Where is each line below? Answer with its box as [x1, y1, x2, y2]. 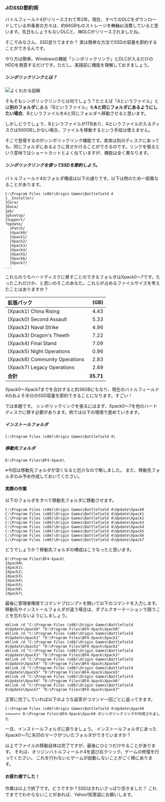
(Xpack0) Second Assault [7, 316, 67, 323]
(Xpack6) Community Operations [7, 356, 85, 363]
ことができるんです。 [5, 45, 48, 51]
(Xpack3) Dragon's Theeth [7, 332, 70, 339]
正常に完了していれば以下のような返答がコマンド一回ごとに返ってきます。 [5, 697, 156, 702]
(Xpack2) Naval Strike [7, 324, 59, 331]
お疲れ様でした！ [5, 773, 40, 779]
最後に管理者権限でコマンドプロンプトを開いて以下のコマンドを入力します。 [5, 600, 160, 606]
